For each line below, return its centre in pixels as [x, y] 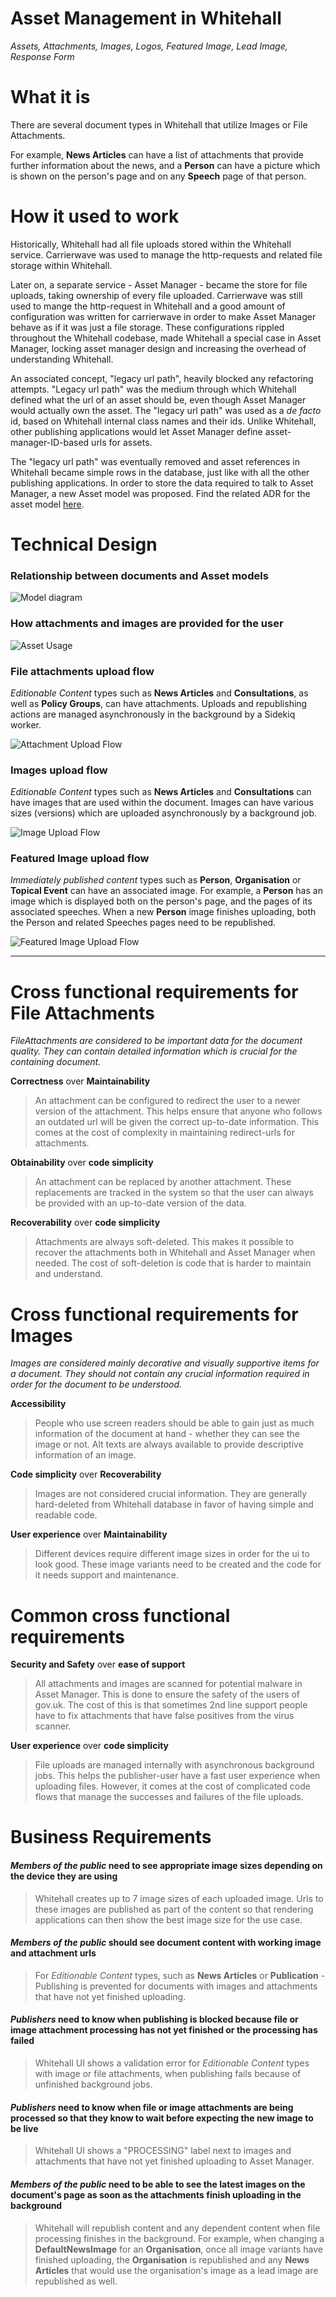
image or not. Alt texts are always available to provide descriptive [169, 1444]
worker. [26, 724]
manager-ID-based [50, 442]
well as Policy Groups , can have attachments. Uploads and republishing [159, 703]
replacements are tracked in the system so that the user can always [174, 1193]
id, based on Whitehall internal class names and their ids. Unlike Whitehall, [163, 421]
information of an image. [85, 1455]
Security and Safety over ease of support [98, 1664]
